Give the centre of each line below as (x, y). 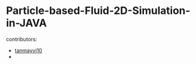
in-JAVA (26, 23)
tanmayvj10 (28, 50)
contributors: (22, 39)
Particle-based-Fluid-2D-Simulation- (98, 11)
